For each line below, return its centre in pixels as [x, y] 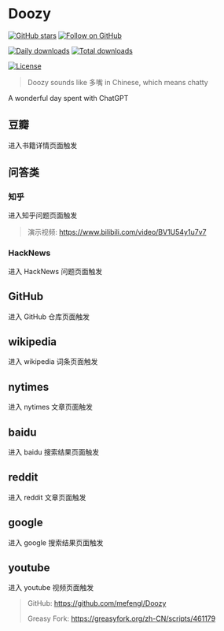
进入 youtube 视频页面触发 [51, 588]
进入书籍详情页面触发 [42, 145]
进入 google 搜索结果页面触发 [56, 542]
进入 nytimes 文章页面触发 [50, 407]
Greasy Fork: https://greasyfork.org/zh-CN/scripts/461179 [121, 618]
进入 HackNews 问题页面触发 [55, 271]
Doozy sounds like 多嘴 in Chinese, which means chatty [118, 82]
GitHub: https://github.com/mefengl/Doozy [97, 603]
